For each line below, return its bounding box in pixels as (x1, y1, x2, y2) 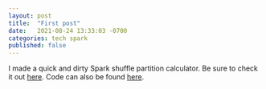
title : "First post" (8, 19, 81, 27)
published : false (8, 42, 67, 50)
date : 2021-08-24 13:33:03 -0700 (8, 26, 128, 34)
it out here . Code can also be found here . (8, 72, 145, 82)
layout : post (8, 11, 52, 20)
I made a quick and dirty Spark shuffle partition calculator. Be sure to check (8, 63, 259, 73)
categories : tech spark (8, 34, 88, 42)
